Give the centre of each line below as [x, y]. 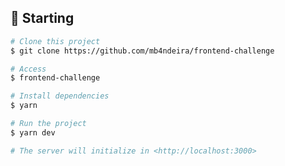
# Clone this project [55, 41]
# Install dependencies [60, 96]
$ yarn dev [33, 132]
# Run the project [48, 124]
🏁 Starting [42, 18]
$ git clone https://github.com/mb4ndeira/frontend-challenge [142, 51]
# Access [28, 69]
